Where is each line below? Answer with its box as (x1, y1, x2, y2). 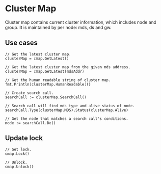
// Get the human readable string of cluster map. (5, 77, 111, 83)
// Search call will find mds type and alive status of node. (5, 103, 135, 108)
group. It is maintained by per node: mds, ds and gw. (5, 24, 111, 30)
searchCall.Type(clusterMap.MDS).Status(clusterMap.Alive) (5, 108, 129, 113)
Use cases (5, 39, 38, 47)
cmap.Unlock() (5, 164, 34, 169)
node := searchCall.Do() (5, 120, 56, 125)
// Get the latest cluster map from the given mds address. (5, 64, 131, 69)
